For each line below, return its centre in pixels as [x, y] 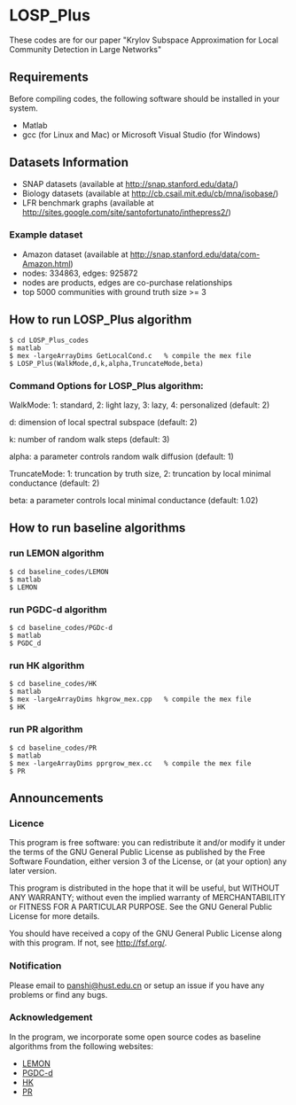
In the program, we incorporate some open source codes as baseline [135, 1037]
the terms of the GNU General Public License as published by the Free [137, 852]
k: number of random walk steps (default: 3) [90, 439]
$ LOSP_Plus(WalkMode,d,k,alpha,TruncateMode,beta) [106, 363]
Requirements [49, 78]
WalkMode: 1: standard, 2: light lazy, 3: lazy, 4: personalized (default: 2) [140, 405]
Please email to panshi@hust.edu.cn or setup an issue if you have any [137, 985]
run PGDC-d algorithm [58, 610]
